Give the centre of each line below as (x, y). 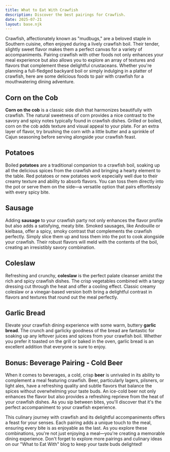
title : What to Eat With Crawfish (42, 10)
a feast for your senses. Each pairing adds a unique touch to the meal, (79, 423)
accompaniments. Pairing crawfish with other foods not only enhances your (84, 55)
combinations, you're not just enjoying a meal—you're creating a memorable (85, 433)
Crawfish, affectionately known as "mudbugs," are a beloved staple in (78, 39)
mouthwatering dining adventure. (40, 82)
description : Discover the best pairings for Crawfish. (65, 15)
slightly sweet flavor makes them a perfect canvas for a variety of (74, 49)
